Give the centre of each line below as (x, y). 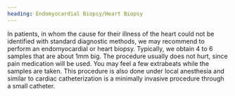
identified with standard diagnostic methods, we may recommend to (106, 41)
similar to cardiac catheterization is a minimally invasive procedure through (116, 78)
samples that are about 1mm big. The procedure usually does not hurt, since (118, 56)
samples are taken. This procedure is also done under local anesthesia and (116, 71)
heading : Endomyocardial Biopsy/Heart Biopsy (75, 14)
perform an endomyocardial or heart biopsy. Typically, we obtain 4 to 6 (110, 48)
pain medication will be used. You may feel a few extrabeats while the (108, 63)
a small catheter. (31, 85)
